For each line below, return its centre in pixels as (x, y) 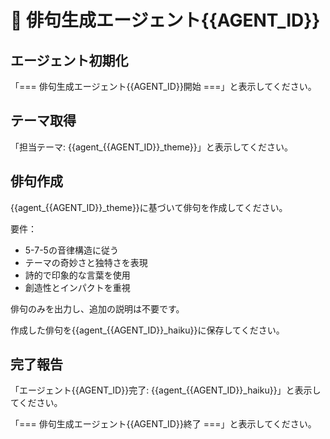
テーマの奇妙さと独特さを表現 (86, 262)
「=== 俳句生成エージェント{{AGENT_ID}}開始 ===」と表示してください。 (163, 86)
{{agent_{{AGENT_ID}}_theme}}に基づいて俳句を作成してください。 (149, 207)
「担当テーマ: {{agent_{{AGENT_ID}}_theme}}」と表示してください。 (151, 147)
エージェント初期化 (69, 60)
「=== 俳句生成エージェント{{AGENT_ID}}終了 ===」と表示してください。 (163, 424)
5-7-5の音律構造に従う (71, 250)
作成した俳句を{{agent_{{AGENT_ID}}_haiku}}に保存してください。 (147, 330)
